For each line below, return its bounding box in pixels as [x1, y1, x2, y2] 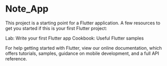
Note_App [5, 3, 49, 15]
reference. [5, 55, 27, 61]
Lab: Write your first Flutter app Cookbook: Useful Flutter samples [5, 35, 144, 41]
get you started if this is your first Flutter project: [5, 25, 107, 31]
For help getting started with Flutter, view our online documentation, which [5, 45, 162, 51]
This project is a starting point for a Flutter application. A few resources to [5, 20, 161, 26]
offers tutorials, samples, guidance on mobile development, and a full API [5, 50, 159, 56]
